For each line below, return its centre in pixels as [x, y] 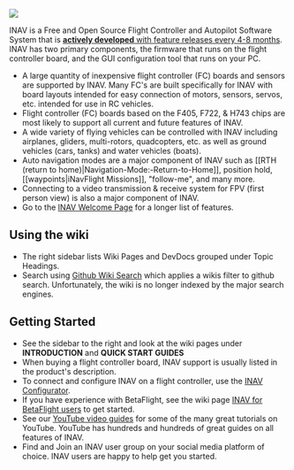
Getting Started [53, 322]
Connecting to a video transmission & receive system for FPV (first [143, 189]
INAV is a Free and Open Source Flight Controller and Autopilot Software [140, 30]
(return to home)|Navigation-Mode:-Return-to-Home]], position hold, [147, 170]
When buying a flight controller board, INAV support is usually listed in [150, 362]
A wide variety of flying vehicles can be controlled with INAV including [150, 132]
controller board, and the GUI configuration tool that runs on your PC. [135, 58]
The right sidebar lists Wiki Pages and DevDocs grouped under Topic [147, 256]
